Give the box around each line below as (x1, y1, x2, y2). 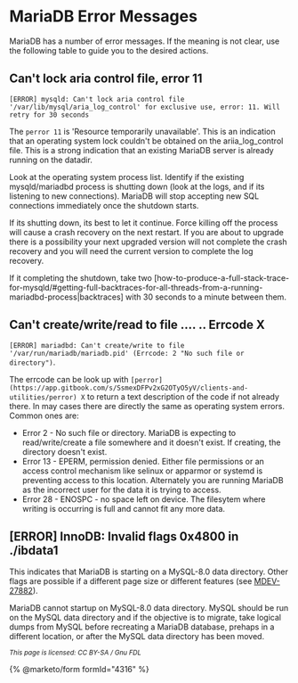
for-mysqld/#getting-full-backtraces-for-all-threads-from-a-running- (9, 282, 263, 292)
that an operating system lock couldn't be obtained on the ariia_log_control (9, 136, 284, 146)
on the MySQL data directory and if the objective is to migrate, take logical (9, 613, 282, 623)
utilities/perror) (9, 392, 77, 402)
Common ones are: (9, 410, 80, 421)
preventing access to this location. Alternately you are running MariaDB (21, 474, 284, 485)
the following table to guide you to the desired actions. (9, 45, 209, 55)
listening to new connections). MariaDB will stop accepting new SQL (9, 190, 260, 202)
